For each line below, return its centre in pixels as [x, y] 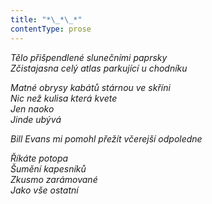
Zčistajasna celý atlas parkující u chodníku [99, 68]
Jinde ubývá [36, 119]
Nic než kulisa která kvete [64, 98]
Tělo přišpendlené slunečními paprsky [89, 57]
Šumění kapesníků [48, 168]
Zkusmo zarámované [54, 179]
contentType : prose [51, 29]
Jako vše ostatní [44, 190]
